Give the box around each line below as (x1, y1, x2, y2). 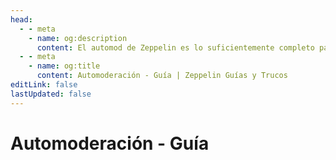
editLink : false (10, 80, 78, 90)
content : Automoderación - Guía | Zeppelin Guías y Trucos (36, 71, 288, 81)
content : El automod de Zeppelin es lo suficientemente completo (36, 42, 315, 53)
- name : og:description (28, 33, 128, 43)
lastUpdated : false (10, 89, 92, 99)
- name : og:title (28, 61, 101, 71)
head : (10, 14, 33, 25)
